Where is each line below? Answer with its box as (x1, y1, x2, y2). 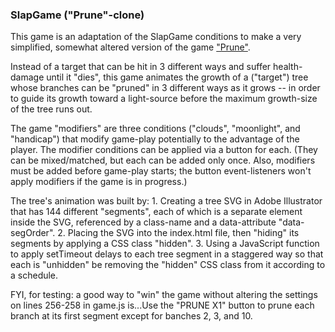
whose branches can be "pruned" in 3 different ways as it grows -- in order (10, 82, 321, 94)
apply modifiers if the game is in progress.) (10, 176, 188, 188)
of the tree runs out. (10, 103, 93, 115)
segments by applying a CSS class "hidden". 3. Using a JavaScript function (10, 238, 320, 250)
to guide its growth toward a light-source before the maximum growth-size (10, 93, 318, 105)
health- (273, 61, 303, 73)
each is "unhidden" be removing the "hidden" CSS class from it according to (10, 259, 326, 271)
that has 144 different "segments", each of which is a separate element (10, 206, 303, 218)
